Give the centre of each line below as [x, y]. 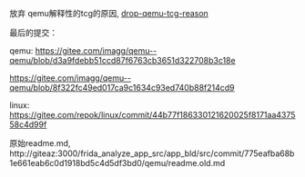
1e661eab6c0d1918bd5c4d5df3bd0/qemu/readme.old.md [117, 163]
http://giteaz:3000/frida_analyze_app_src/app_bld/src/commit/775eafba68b [152, 153]
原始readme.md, [40, 143]
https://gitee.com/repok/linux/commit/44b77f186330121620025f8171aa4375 [152, 115]
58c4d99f [28, 124]
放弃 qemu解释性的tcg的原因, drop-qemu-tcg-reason [109, 13]
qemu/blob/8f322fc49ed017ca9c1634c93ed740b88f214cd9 [122, 88]
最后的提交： [33, 33]
